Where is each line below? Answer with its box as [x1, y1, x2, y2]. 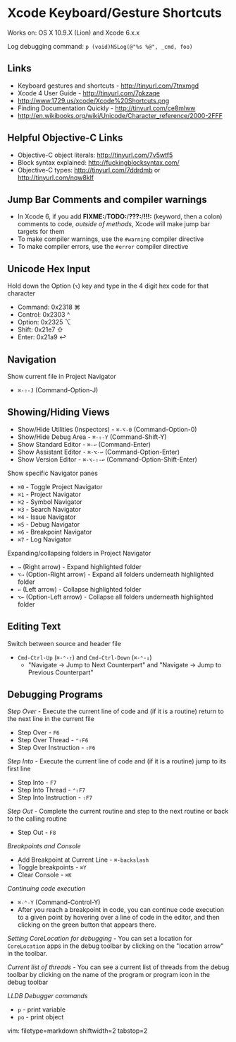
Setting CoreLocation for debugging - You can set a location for [7, 935, 192, 943]
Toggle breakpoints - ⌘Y [17, 863, 87, 872]
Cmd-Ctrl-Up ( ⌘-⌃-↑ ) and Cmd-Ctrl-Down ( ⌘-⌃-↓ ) [17, 652, 153, 662]
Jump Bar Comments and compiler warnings [7, 193, 208, 206]
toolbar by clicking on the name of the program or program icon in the [7, 971, 210, 979]
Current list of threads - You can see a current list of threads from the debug [7, 963, 230, 971]
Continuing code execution [7, 884, 86, 893]
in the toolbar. [7, 949, 48, 958]
